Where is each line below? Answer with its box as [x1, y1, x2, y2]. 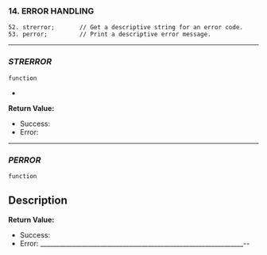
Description [8, 194, 68, 207]
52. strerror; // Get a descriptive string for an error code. [8, 24, 244, 32]
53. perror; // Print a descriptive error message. [8, 30, 212, 39]
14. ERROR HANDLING [8, 6, 95, 17]
